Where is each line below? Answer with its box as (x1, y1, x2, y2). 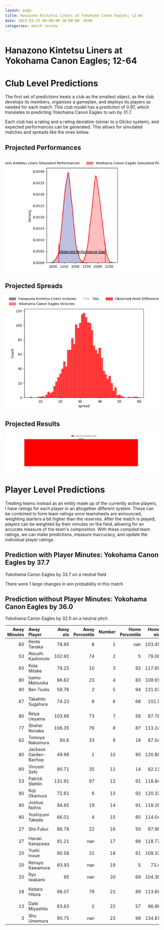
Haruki (28, 836, 42, 842)
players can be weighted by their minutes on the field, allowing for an (5, 521, 144, 527)
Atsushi (28, 651, 43, 656)
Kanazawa (28, 841, 50, 847)
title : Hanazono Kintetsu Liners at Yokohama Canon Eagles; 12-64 (5, 13, 143, 18)
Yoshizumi (28, 811, 49, 818)
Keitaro (28, 886, 43, 892)
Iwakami (28, 877, 45, 883)
